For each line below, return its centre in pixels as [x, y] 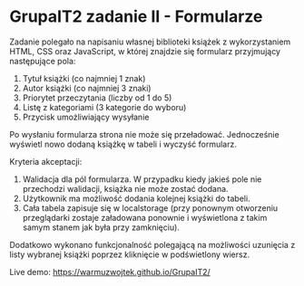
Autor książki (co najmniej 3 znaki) [87, 88]
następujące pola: [43, 61]
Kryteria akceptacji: [46, 161]
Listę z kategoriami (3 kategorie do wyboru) [104, 107]
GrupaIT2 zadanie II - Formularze [136, 17]
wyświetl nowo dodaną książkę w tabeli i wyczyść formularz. [123, 144]
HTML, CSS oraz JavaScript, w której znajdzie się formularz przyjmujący [145, 51]
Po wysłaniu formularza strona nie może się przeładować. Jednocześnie [144, 134]
